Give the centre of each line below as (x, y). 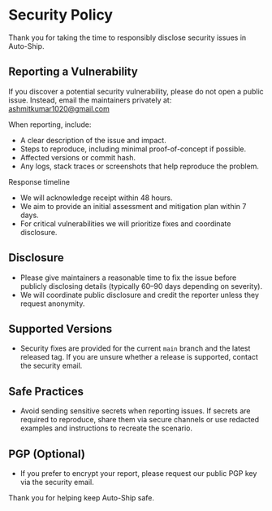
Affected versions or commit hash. (78, 157)
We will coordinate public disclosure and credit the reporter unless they (140, 295)
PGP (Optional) (47, 454)
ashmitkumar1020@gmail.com (59, 108)
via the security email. (57, 482)
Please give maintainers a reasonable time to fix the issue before (128, 277)
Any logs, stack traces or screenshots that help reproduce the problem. (140, 166)
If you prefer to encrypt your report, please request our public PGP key (138, 473)
